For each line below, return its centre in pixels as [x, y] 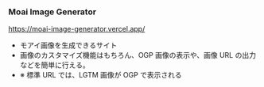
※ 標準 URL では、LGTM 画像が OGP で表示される [101, 75]
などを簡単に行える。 [54, 65]
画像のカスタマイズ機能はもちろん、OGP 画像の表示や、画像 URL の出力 [138, 55]
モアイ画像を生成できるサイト [68, 45]
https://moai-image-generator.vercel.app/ [77, 29]
